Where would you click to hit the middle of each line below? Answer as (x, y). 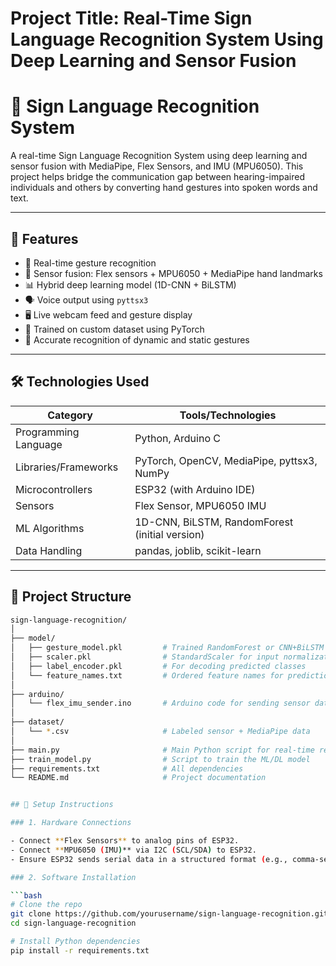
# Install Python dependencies (75, 942)
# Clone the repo (46, 905)
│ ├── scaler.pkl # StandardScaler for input (145, 657)
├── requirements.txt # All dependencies (127, 768)
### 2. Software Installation (73, 877)
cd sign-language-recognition (73, 923)
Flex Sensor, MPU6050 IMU (200, 505)
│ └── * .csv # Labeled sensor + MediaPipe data (160, 732)
